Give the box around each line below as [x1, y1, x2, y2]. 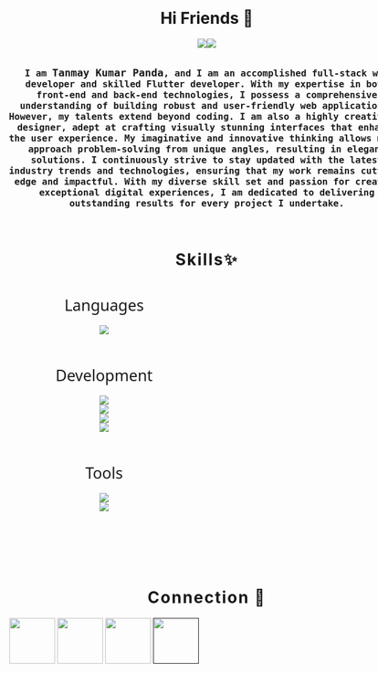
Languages [64, 294, 144, 317]
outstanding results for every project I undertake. [68, 197, 345, 209]
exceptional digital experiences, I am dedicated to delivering [38, 186, 375, 198]
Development [55, 364, 153, 386]
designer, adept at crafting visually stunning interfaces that [16, 121, 353, 133]
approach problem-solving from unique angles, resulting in [27, 142, 341, 155]
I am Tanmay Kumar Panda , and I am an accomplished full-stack [24, 66, 368, 79]
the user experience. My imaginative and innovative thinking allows [8, 131, 373, 144]
